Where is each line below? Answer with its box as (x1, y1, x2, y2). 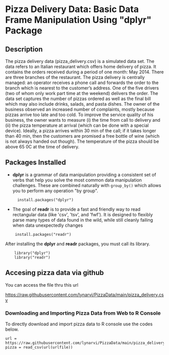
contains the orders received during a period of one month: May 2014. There (5, 69, 164, 75)
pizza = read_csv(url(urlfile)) (5, 344, 73, 350)
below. (5, 326, 19, 332)
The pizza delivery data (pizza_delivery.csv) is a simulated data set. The (5, 58, 154, 64)
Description (5, 45, 43, 53)
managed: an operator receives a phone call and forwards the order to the (5, 79, 159, 85)
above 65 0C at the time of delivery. (5, 144, 79, 149)
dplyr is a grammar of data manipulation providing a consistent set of (12, 171, 156, 178)
